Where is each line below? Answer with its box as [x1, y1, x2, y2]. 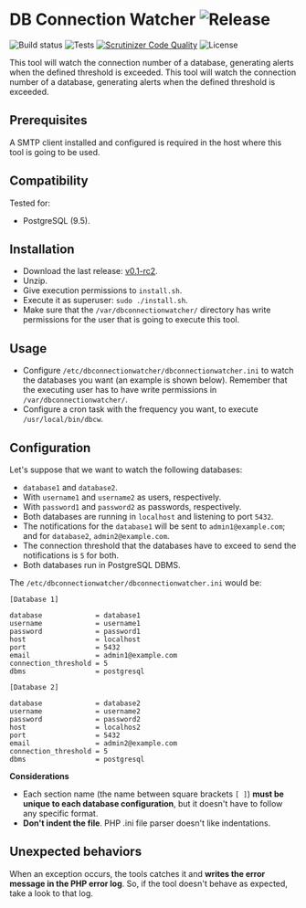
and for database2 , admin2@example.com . [22, 531, 171, 541]
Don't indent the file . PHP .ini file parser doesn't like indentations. [22, 818, 271, 829]
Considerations [9, 771, 70, 781]
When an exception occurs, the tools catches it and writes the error [9, 868, 266, 879]
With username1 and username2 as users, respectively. [22, 491, 222, 502]
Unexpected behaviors [9, 844, 142, 860]
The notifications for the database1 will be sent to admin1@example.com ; [22, 521, 286, 532]
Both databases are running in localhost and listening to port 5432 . [22, 512, 274, 522]
